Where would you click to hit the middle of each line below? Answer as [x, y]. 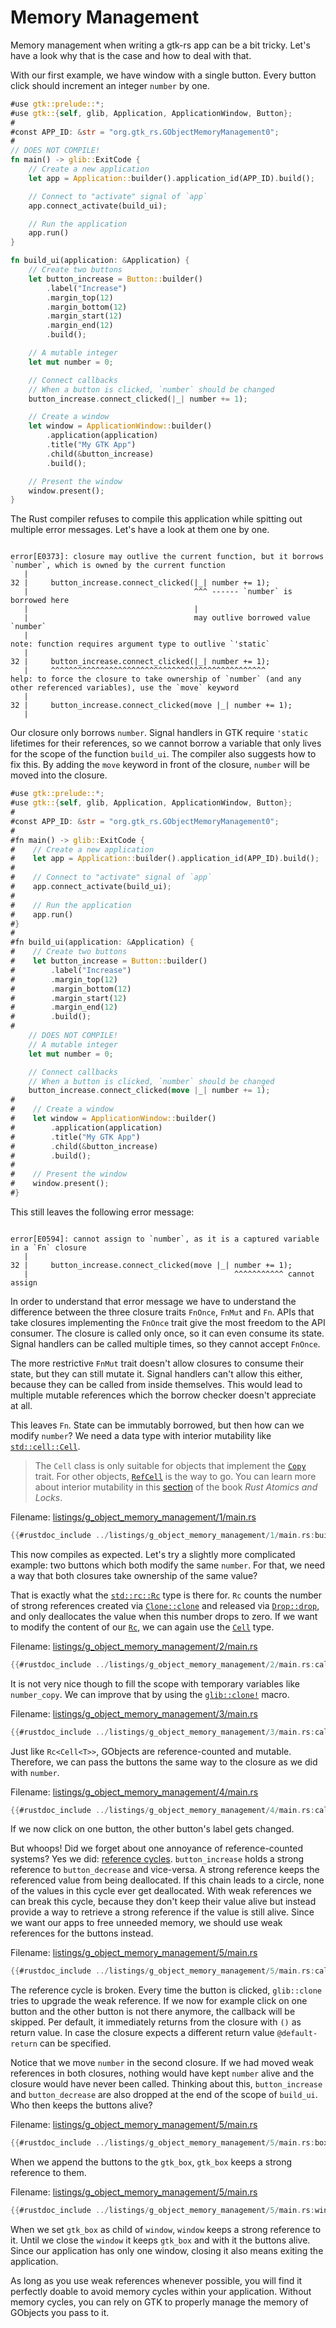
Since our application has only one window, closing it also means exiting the [167, 2251]
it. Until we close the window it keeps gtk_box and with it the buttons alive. [160, 2240]
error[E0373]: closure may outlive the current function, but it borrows [167, 557]
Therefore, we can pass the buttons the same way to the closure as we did [164, 1762]
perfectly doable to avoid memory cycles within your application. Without [161, 2292]
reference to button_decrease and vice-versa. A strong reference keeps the [165, 1870]
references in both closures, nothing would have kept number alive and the [162, 2073]
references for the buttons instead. [82, 1933]
